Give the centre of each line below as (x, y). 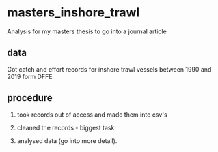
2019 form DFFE (30, 76)
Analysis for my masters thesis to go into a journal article (87, 31)
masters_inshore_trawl (73, 13)
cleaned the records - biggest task (66, 127)
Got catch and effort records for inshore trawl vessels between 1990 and (109, 69)
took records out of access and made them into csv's (92, 115)
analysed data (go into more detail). (67, 140)
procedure (30, 98)
